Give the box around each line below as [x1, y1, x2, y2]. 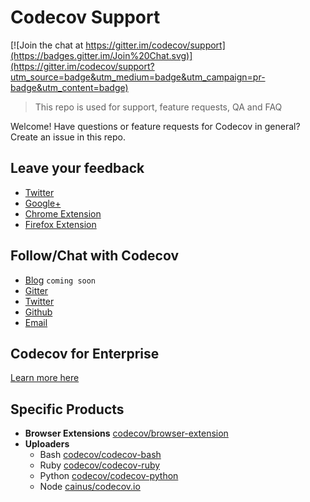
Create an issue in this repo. [10, 131, 126, 143]
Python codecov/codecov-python [39, 470, 179, 482]
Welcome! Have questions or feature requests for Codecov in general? [10, 120, 301, 132]
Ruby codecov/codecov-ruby [39, 459, 161, 471]
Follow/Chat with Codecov [10, 247, 179, 265]
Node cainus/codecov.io [39, 481, 141, 493]
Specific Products [10, 401, 125, 418]
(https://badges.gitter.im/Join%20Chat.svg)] [10, 49, 193, 61]
